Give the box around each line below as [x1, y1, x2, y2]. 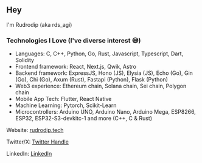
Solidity [15, 57, 35, 64]
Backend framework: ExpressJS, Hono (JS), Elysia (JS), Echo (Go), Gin [15, 69, 193, 77]
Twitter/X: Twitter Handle [6, 138, 69, 145]
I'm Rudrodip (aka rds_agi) [6, 21, 72, 28]
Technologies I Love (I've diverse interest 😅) [6, 36, 141, 44]
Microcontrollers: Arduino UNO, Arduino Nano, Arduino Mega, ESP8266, [15, 108, 196, 116]
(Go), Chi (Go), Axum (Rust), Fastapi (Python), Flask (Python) [15, 76, 169, 83]
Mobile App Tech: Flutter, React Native [15, 95, 112, 103]
